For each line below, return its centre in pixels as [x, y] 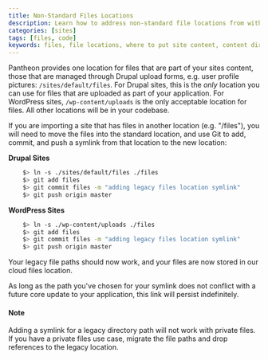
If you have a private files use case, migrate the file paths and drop [118, 338]
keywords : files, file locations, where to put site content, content [128, 45]
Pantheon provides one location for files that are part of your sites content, [131, 68]
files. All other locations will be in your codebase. [89, 110]
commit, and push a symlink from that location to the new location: [118, 143]
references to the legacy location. [63, 347]
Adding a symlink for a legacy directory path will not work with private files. [132, 331]
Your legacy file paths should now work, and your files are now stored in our [134, 262]
